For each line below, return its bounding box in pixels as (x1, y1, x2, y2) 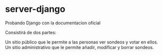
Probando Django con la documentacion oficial (5, 20, 101, 26)
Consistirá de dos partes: (5, 29, 57, 35)
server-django (5, 3, 66, 15)
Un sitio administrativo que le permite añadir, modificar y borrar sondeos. (5, 44, 154, 50)
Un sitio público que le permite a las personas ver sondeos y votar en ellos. (5, 39, 158, 45)
